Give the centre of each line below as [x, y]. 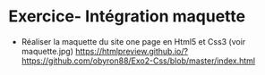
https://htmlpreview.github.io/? [132, 51]
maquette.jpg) [47, 51]
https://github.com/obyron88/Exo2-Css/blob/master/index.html [138, 61]
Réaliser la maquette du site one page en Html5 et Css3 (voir [133, 41]
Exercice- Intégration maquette [127, 17]
